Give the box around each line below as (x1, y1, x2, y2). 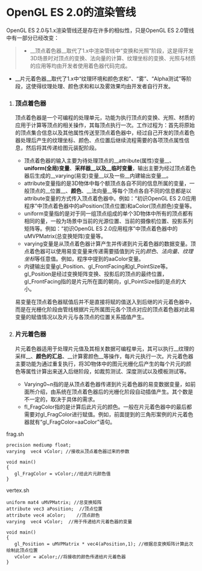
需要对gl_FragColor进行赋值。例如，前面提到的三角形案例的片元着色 (24, 410, 194, 418)
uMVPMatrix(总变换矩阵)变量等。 (24, 233, 107, 240)
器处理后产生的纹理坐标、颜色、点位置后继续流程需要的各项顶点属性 (14, 137, 185, 144)
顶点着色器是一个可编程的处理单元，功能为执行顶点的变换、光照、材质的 (14, 114, 195, 121)
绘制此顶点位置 (6, 547, 38, 553)
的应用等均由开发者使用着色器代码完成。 (30, 62, 131, 69)
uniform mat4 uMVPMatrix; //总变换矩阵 (6, 499, 102, 505)
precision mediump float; (6, 442, 71, 448)
